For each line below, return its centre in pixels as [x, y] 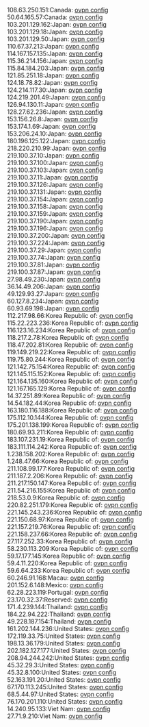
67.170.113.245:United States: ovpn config [65, 687]
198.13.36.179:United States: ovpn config [64, 643]
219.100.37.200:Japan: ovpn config [56, 235]
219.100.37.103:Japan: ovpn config [55, 170]
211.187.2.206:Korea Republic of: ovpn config [70, 476]
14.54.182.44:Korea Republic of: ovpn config [69, 403]
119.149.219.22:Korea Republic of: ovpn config [71, 352]
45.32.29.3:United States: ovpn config [61, 665]
